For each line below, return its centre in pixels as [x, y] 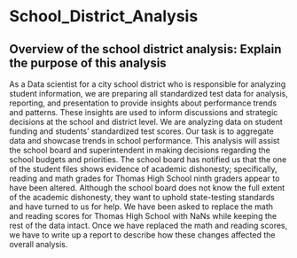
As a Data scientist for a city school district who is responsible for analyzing [148, 84]
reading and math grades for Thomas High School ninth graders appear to [145, 178]
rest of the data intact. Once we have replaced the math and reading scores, [148, 225]
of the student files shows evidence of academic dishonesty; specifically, [143, 169]
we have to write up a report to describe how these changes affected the [143, 235]
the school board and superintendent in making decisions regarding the [140, 150]
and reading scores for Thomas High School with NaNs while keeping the [143, 216]
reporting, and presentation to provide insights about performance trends [143, 103]
